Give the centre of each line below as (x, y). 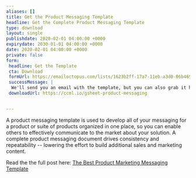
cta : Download (26, 71)
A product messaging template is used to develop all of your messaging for (96, 120)
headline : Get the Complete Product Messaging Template (75, 22)
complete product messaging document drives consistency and (83, 139)
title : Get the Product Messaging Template (60, 17)
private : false (24, 55)
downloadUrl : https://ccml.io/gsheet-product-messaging (78, 93)
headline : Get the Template (43, 66)
